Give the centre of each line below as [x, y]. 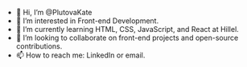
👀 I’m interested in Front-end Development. [87, 21]
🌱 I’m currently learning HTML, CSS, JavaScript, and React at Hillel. [127, 29]
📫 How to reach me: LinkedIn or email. [80, 55]
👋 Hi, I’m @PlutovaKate [54, 12]
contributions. [39, 46]
